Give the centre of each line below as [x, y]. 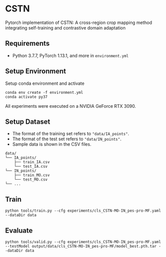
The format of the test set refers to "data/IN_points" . [67, 139]
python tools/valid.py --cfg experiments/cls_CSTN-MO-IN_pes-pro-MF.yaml [83, 242]
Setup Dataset [28, 122]
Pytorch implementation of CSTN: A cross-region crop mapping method [79, 22]
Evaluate [19, 230]
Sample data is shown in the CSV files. [52, 144]
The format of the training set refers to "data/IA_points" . [71, 134]
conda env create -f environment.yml [44, 92]
